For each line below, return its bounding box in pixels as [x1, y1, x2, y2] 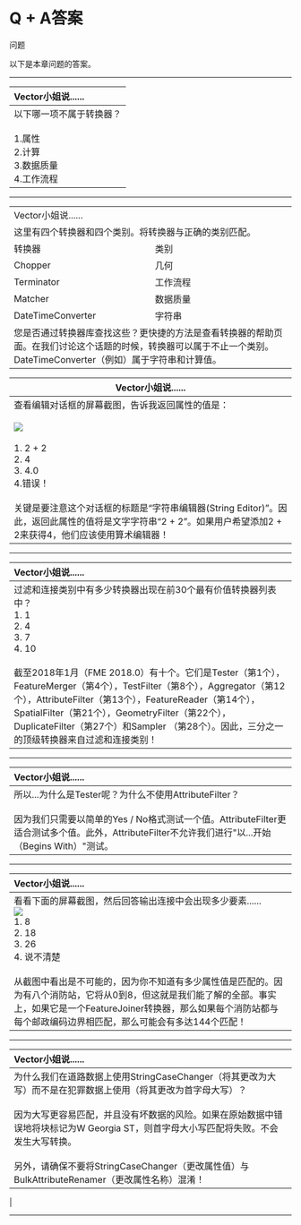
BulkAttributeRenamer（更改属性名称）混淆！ [13, 1173, 205, 1186]
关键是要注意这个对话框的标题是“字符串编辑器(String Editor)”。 [13, 501, 279, 514]
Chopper [13, 259, 51, 271]
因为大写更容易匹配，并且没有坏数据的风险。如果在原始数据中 [13, 1108, 275, 1120]
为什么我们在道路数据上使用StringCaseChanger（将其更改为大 [13, 1070, 277, 1083]
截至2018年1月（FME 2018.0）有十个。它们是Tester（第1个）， [13, 666, 285, 679]
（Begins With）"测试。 [13, 839, 114, 852]
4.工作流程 [13, 172, 58, 184]
